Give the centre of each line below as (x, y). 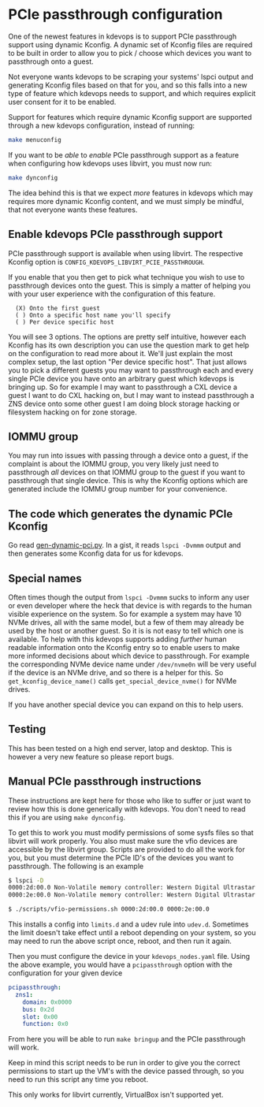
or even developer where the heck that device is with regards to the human (130, 605)
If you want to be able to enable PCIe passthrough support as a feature (123, 154)
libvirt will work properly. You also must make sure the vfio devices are (123, 841)
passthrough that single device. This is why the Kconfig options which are (128, 481)
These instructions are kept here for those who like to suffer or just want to (130, 801)
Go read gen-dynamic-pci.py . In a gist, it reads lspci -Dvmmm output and (125, 545)
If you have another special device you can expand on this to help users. (126, 704)
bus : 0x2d (39, 1009)
